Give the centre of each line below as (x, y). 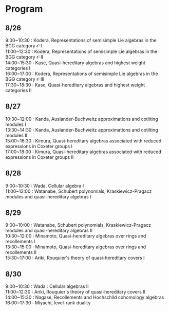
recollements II (21, 252)
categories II (18, 90)
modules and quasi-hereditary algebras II (49, 231)
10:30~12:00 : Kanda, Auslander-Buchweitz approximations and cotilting (82, 119)
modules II (16, 135)
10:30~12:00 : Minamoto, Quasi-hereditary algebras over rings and (76, 236)
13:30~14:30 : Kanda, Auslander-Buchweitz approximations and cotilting (82, 130)
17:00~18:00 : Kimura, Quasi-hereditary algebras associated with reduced (83, 152)
